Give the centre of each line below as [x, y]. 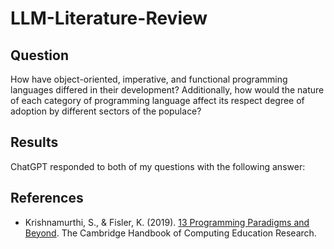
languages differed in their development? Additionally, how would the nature [167, 90]
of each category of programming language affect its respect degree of [157, 100]
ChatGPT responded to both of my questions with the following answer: [158, 166]
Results [34, 142]
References [47, 198]
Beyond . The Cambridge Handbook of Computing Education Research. [170, 233]
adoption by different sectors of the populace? [106, 111]
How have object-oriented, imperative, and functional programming [149, 79]
